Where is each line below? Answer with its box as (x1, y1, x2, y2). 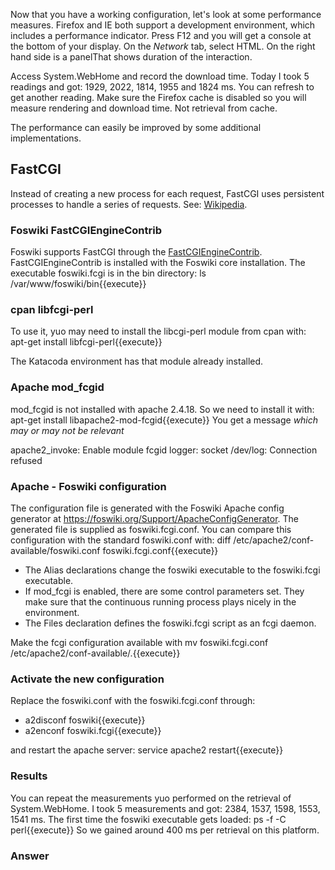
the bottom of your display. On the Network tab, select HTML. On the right (10, 40, 316, 52)
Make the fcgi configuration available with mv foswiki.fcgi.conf (10, 637, 269, 648)
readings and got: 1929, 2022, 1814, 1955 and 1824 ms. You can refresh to (10, 81, 315, 93)
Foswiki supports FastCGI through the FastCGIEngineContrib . (10, 246, 263, 258)
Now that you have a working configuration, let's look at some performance (10, 9, 322, 20)
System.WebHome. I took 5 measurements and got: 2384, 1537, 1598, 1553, (10, 802, 321, 814)
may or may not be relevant (10, 424, 125, 436)
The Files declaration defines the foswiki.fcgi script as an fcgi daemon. (24, 617, 317, 629)
